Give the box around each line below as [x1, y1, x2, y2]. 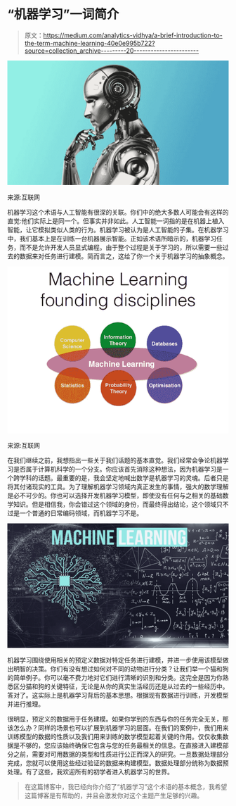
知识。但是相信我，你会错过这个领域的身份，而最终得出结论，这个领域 [13, 500, 216, 508]
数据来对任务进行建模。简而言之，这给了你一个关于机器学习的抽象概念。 [19, 252, 229, 260]
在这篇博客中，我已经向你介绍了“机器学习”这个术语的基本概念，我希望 [24, 783, 228, 791]
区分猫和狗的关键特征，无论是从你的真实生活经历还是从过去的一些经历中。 [13, 682, 229, 691]
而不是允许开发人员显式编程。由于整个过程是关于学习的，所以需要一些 [19, 244, 223, 252]
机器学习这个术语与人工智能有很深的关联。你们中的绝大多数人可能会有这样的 [7, 208, 229, 217]
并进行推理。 [7, 700, 44, 708]
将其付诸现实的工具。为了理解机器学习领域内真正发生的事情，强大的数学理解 [7, 482, 229, 491]
